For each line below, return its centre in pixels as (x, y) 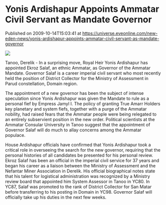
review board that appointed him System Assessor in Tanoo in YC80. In (77, 181)
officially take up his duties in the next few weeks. (56, 197)
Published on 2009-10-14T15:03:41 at (43, 33)
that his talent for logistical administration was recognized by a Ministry (78, 176)
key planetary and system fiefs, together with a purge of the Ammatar (76, 109)
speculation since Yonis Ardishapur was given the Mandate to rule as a (77, 98)
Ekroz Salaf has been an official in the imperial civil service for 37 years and (82, 160)
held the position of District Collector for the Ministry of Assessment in (77, 78)
